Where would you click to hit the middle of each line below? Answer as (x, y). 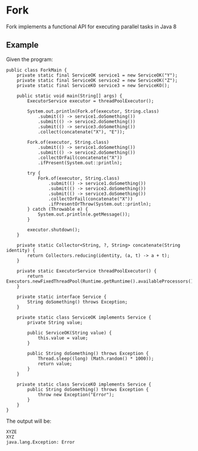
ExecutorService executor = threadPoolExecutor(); (91, 101)
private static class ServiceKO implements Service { (84, 384)
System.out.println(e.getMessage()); (84, 214)
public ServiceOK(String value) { (70, 333)
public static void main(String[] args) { (70, 96)
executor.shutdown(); (54, 230)
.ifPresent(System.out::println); (80, 163)
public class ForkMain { (37, 70)
